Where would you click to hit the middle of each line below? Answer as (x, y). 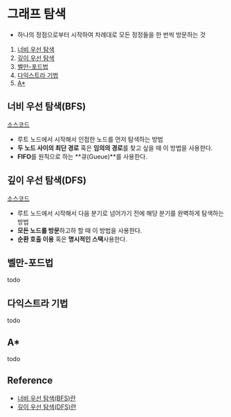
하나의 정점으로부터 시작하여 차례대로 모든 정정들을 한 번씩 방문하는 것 (111, 35)
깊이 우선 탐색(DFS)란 (47, 407)
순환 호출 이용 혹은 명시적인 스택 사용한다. (72, 239)
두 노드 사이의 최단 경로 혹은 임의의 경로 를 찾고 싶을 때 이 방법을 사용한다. (115, 148)
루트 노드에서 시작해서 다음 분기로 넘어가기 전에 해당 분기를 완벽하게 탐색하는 (121, 213)
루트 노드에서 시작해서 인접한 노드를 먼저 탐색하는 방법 (90, 139)
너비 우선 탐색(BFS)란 (46, 398)
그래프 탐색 (37, 14)
